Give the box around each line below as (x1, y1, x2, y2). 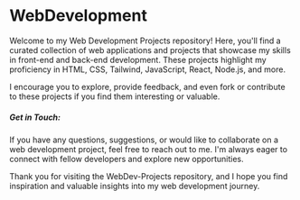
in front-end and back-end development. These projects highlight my (9, 54, 267, 65)
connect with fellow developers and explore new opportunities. (9, 153, 244, 164)
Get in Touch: (9, 112, 61, 123)
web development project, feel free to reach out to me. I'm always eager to (9, 143, 287, 154)
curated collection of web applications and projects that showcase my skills (9, 44, 291, 55)
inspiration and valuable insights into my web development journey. (9, 180, 260, 191)
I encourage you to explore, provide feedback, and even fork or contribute (9, 81, 286, 92)
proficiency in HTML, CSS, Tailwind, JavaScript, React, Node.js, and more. (9, 64, 286, 75)
